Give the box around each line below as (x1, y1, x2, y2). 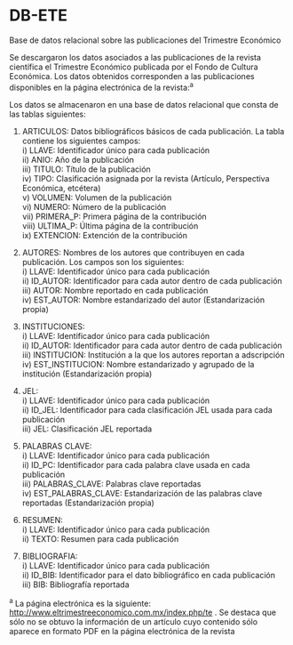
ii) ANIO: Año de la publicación (21, 154, 135, 165)
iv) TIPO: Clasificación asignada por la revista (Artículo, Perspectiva (21, 173, 270, 183)
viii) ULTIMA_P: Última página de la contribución (21, 220, 199, 231)
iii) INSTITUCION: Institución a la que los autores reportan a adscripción (21, 349, 285, 360)
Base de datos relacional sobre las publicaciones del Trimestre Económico (9, 35, 281, 45)
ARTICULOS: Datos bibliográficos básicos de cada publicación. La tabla (21, 125, 285, 136)
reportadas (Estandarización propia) (21, 497, 155, 508)
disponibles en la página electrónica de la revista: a (9, 80, 194, 93)
